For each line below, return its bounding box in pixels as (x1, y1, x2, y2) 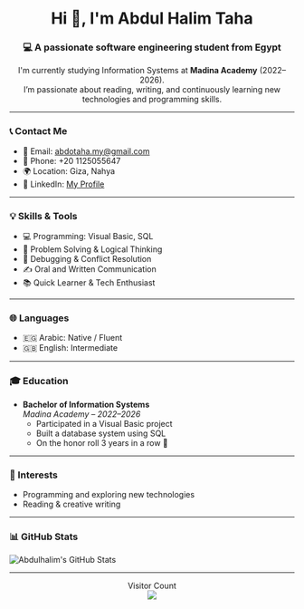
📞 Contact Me (9, 125, 68, 138)
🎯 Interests (9, 469, 59, 481)
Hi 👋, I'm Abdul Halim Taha (51, 8, 253, 29)
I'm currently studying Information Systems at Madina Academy (17, 65, 258, 76)
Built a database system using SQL (35, 428, 166, 439)
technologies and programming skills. (81, 94, 223, 105)
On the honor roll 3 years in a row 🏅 (35, 437, 169, 448)
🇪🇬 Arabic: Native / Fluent (22, 333, 123, 343)
